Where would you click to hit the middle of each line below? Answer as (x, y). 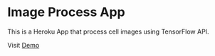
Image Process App (67, 12)
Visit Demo (23, 45)
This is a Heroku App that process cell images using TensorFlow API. (108, 31)
